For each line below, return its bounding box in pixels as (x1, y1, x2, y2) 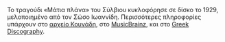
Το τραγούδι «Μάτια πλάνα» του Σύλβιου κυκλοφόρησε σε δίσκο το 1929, (7, 6, 219, 14)
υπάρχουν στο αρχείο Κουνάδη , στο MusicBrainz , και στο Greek (7, 20, 189, 28)
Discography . (7, 27, 45, 35)
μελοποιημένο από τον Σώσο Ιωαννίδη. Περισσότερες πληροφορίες (7, 13, 202, 21)
